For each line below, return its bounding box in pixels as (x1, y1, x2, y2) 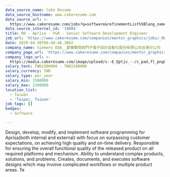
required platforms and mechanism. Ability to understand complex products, (5, 150, 164, 157)
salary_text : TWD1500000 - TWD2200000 (5, 64, 87, 69)
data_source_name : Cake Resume (5, 7, 71, 13)
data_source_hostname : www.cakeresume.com (5, 12, 96, 17)
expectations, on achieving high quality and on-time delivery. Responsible (5, 140, 159, 146)
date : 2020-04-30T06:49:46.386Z (5, 40, 73, 46)
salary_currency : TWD (5, 69, 51, 74)
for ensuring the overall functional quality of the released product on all (5, 145, 154, 151)
